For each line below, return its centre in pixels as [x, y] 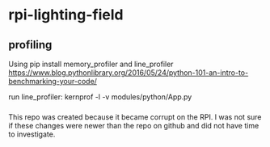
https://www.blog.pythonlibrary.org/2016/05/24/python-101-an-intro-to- [129, 73]
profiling [30, 45]
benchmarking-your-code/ [53, 81]
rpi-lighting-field [66, 15]
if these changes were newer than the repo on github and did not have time [134, 125]
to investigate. [32, 134]
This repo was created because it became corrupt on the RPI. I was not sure [135, 117]
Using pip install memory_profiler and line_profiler [91, 64]
